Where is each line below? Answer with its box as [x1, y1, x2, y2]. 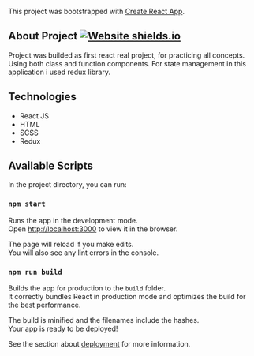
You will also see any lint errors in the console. [8, 248, 159, 257]
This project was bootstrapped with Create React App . [8, 7, 185, 16]
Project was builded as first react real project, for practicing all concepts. [8, 51, 245, 60]
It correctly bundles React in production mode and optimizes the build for [8, 292, 246, 302]
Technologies [8, 90, 77, 103]
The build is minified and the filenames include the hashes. [8, 316, 200, 325]
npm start [8, 200, 46, 208]
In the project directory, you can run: [8, 180, 127, 189]
